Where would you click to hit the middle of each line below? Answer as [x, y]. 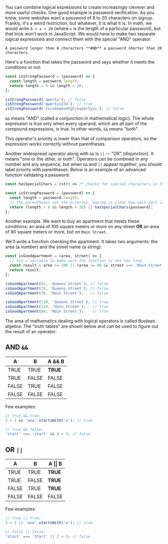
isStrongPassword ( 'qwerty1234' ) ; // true [49, 104]
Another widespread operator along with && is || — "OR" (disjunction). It [79, 154]
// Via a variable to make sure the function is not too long [76, 261]
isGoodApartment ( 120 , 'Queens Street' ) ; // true [57, 302]
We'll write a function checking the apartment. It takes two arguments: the [81, 242]
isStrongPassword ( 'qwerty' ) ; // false [45, 100]
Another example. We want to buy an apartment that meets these [72, 221]
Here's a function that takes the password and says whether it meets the [80, 62]
